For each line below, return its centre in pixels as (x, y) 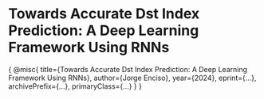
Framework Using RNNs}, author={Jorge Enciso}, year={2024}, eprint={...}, (132, 78)
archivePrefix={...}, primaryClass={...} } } (75, 86)
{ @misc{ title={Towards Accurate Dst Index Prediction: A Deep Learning (128, 69)
